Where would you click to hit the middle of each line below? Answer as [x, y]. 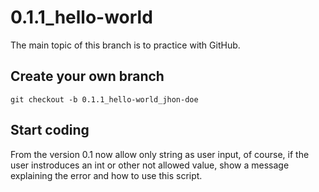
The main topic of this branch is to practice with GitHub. [125, 45]
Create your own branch [87, 76]
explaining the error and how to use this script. [106, 175]
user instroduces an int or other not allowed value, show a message [150, 165]
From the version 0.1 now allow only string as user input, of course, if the [160, 154]
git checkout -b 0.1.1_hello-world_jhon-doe [104, 99]
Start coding [50, 130]
